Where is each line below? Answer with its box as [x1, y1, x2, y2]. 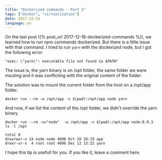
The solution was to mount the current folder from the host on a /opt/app [5, 82, 151, 88]
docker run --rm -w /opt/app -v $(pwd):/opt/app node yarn [5, 97, 127, 102]
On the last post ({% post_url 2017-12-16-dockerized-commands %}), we [5, 34, 152, 40]
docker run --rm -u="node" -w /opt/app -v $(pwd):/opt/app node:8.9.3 [5, 120, 153, 124]
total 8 [5, 132, 21, 138]
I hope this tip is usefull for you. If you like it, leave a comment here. [5, 149, 141, 156]
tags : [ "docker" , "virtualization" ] [5, 12, 79, 17]
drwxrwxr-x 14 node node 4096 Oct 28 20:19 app [5, 137, 104, 142]
